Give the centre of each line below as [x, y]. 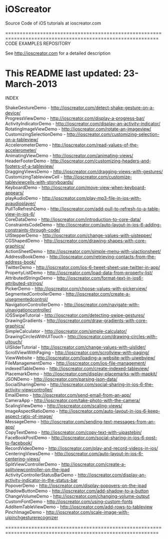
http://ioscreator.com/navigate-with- [102, 305]
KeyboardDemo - [23, 187]
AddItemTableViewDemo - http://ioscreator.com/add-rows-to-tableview [79, 506]
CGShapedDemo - [24, 240]
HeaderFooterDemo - [27, 161]
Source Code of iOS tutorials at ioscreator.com [53, 23]
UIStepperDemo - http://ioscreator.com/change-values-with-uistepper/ [79, 235]
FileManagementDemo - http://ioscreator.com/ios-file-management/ [76, 363]
